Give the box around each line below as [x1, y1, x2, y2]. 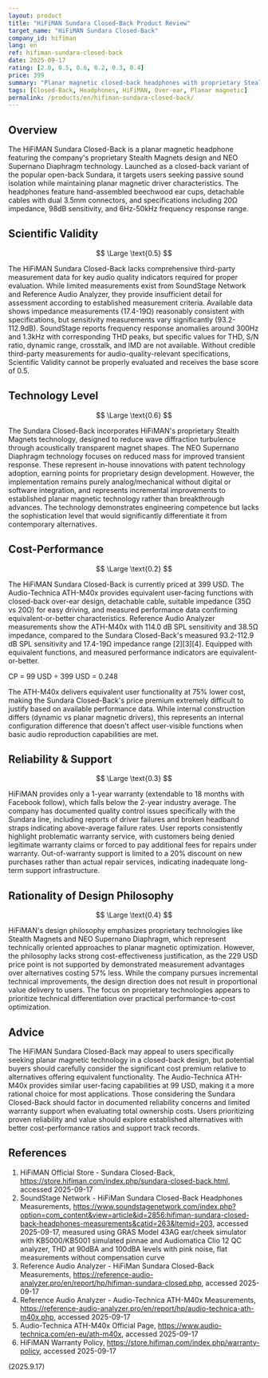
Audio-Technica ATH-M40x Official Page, [19, 1320, 157, 1330]
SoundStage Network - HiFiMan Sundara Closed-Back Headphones [19, 1193, 243, 1203]
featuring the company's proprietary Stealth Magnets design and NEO [8, 153, 238, 162]
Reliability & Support [8, 752, 112, 766]
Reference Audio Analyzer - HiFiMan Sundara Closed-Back [19, 1261, 215, 1271]
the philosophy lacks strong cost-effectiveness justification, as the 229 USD [8, 951, 258, 961]
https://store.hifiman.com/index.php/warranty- [106, 1337, 260, 1347]
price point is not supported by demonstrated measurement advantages [8, 959, 245, 969]
